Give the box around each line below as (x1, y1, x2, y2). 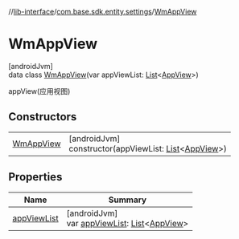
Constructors (8, 110, 77, 124)
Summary (108, 194, 147, 205)
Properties (8, 170, 63, 184)
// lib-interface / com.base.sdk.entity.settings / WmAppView (8, 7, 197, 16)
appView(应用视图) (8, 86, 71, 95)
